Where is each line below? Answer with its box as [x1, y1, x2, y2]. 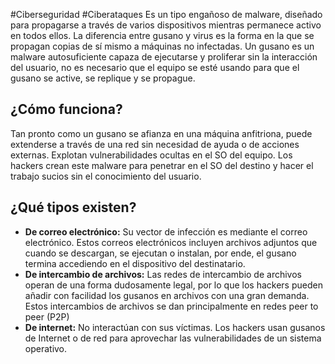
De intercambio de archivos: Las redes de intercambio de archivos [24, 268, 302, 280]
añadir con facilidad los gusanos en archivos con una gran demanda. [24, 289, 310, 301]
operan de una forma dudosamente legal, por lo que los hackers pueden [24, 279, 323, 291]
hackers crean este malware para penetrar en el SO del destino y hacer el [10, 159, 314, 171]
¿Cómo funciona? [10, 101, 123, 118]
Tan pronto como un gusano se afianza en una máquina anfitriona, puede [10, 127, 313, 139]
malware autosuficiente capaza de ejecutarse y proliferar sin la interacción [10, 51, 318, 63]
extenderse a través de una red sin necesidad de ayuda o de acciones [10, 138, 300, 150]
